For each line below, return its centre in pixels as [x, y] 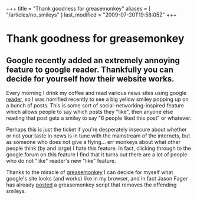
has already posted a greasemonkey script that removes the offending [91, 185]
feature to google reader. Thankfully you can [90, 69]
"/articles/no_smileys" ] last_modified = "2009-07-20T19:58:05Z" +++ [91, 15]
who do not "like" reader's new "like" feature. [61, 161]
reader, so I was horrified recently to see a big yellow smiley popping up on [97, 99]
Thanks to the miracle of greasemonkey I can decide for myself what [90, 172]
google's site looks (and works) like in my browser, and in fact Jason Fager [97, 178]
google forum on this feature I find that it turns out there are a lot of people [97, 155]
